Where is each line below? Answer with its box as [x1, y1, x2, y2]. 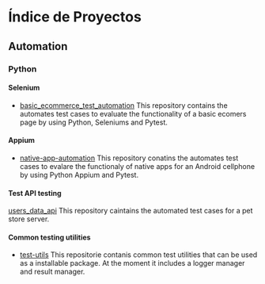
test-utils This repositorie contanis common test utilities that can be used [19, 250, 258, 259]
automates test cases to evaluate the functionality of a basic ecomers [19, 109, 247, 118]
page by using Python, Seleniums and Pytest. [19, 117, 168, 127]
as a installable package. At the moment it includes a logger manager [19, 259, 245, 268]
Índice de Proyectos [8, 8, 142, 26]
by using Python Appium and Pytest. [19, 170, 139, 179]
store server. [8, 214, 50, 224]
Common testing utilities [8, 232, 91, 242]
